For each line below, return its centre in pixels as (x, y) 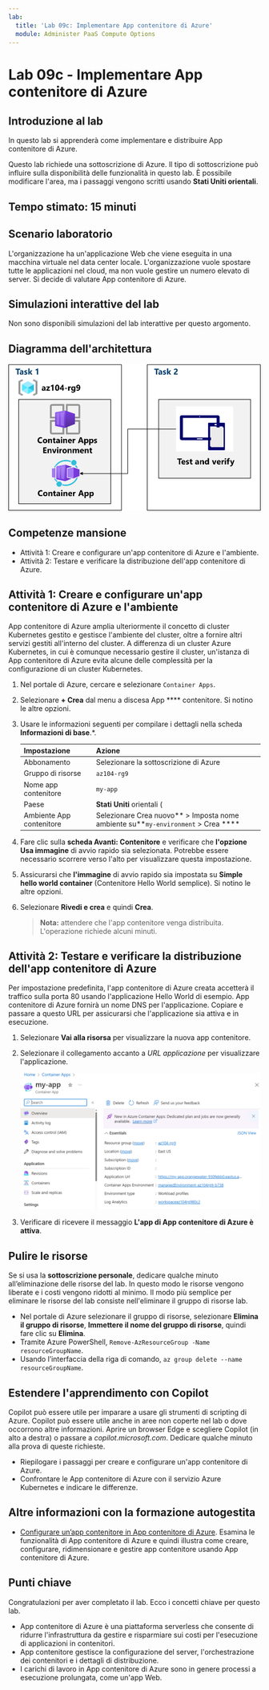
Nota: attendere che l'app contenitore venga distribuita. (132, 922)
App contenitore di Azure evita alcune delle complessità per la (111, 660)
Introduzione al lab (56, 121)
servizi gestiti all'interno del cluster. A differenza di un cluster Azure (120, 644)
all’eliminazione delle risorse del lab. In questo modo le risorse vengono (126, 1284)
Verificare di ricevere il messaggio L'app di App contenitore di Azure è (137, 1222)
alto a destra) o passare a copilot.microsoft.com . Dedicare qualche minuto (130, 1438)
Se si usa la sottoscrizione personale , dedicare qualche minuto (113, 1275)
